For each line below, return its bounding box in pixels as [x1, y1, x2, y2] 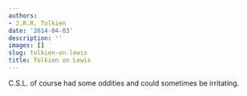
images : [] [8, 42, 45, 50]
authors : [8, 11, 38, 20]
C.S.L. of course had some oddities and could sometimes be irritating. [8, 78, 240, 88]
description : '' [8, 34, 63, 42]
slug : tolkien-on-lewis [8, 49, 88, 57]
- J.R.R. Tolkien [8, 19, 67, 27]
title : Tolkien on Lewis [8, 57, 91, 65]
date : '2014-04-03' [8, 26, 74, 34]
